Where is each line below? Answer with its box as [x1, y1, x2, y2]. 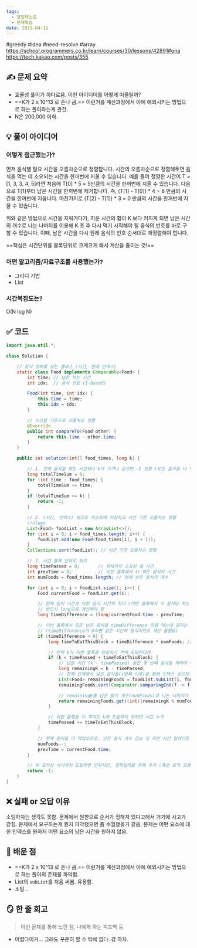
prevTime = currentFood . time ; [37, 746, 111, 752]
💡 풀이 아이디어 [6, 132, 58, 142]
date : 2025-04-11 [6, 25, 49, 31]
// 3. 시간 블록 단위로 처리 [27, 558, 87, 564]
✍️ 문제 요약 [6, 72, 48, 82]
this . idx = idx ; [37, 402, 77, 407]
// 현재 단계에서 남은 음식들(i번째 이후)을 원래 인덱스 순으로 [58, 671, 189, 677]
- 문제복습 [11, 19, 33, 25]
